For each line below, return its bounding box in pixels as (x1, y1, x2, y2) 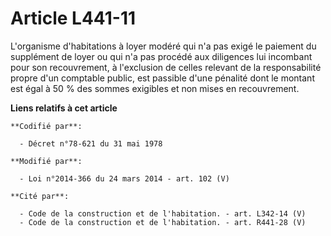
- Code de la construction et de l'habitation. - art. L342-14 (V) (19, 208, 307, 219)
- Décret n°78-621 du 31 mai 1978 (19, 138, 163, 149)
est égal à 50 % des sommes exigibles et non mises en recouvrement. (10, 82, 300, 94)
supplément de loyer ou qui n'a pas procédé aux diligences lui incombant (10, 50, 313, 62)
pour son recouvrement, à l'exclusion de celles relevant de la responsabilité (10, 61, 322, 73)
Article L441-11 (10, 7, 137, 30)
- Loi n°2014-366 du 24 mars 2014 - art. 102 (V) (19, 173, 230, 184)
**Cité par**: (10, 191, 70, 201)
